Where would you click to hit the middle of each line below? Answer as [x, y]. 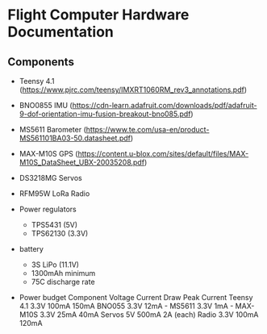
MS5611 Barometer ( [52, 129]
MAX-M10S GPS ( [48, 154]
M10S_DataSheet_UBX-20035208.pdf [82, 162]
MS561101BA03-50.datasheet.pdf [75, 138]
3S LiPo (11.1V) [55, 265]
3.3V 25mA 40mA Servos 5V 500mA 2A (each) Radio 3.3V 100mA [149, 315]
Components [41, 62]
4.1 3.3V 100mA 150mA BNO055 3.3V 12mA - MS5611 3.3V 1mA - [126, 306]
